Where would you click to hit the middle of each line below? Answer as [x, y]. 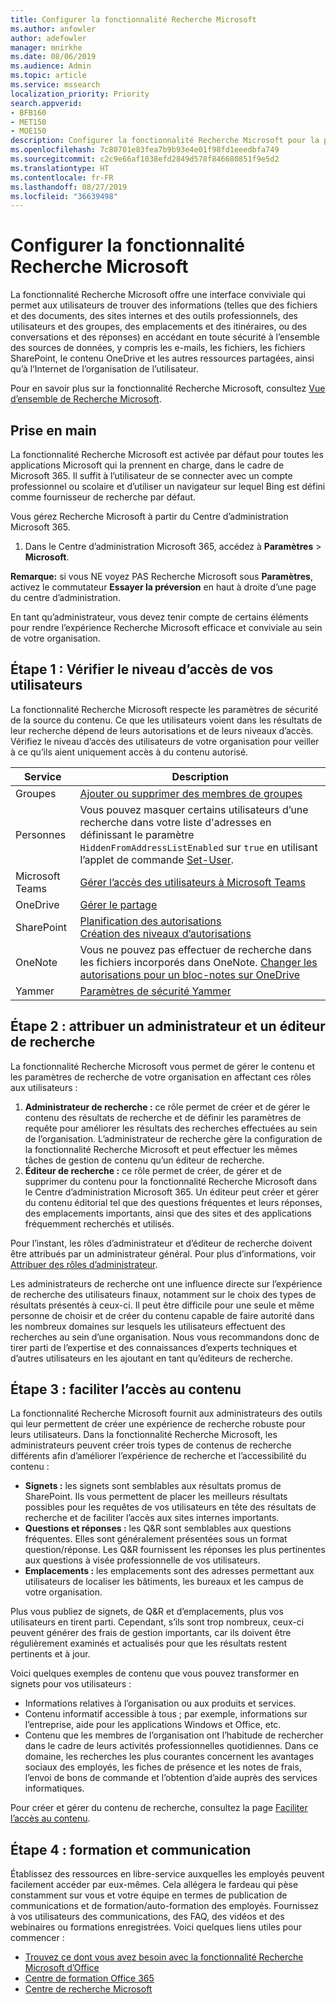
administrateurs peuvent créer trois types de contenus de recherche [151, 1445]
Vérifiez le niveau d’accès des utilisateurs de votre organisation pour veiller [165, 741]
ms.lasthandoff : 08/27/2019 [69, 187]
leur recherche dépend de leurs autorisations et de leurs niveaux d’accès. [162, 730]
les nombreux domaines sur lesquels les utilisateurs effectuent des [148, 1326]
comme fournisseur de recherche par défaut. [103, 497]
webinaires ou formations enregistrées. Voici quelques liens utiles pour [156, 1927]
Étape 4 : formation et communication [131, 1849]
